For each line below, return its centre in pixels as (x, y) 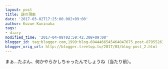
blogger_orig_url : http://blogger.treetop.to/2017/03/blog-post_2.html (81, 47)
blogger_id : (17, 42)
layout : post (19, 10)
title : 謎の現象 (20, 14)
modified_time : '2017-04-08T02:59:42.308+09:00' (57, 38)
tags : (11, 28)
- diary (13, 33)
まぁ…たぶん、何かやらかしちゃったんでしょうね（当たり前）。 (69, 61)
